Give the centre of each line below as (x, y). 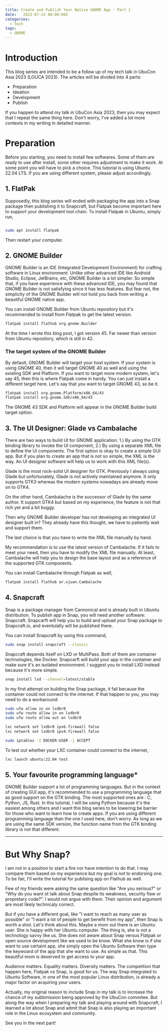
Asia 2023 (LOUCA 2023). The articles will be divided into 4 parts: (73, 77)
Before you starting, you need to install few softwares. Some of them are (80, 157)
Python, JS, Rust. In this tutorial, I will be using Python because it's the (78, 803)
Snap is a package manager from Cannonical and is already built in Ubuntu (82, 610)
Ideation (21, 92)
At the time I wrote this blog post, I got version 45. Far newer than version (81, 333)
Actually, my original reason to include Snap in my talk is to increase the (79, 992)
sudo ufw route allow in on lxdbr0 (42, 713)
